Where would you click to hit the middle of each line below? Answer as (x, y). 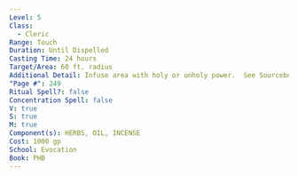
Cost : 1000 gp (35, 141)
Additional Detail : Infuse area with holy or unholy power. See (132, 76)
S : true (24, 116)
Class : (21, 26)
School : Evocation (43, 149)
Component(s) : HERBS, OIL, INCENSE (75, 133)
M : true (24, 125)
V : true (24, 108)
